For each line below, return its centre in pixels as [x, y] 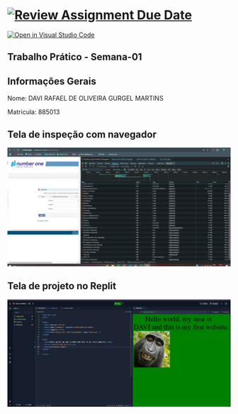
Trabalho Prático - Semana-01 [75, 57]
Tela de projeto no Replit [62, 286]
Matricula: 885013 [34, 112]
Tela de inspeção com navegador [82, 134]
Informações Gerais [52, 81]
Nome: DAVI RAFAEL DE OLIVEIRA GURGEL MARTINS [86, 99]
